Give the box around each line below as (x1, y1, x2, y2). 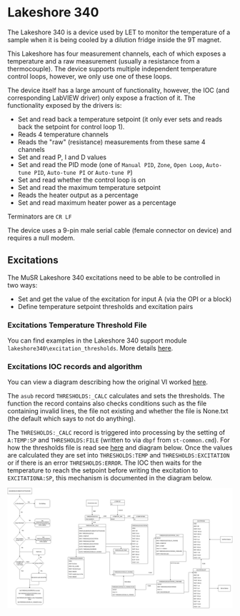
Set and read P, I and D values (17, 153, 107, 161)
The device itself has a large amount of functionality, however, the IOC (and (7, 86, 230, 94)
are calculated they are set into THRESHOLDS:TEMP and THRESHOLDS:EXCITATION (7, 451, 230, 460)
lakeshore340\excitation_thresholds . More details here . (7, 344, 174, 353)
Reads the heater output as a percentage (17, 191, 139, 199)
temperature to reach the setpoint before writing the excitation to (7, 466, 199, 475)
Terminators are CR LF (7, 212, 72, 221)
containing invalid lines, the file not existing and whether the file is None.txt (7, 407, 229, 415)
